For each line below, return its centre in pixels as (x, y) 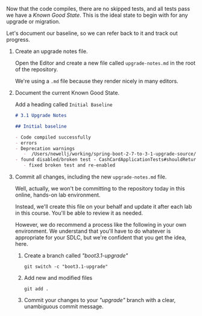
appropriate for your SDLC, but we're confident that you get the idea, (101, 237)
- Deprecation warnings (45, 148)
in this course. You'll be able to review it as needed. (79, 213)
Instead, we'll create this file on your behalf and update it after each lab (103, 207)
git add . (36, 289)
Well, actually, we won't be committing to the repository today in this (100, 188)
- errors (26, 143)
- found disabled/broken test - (55, 160)
